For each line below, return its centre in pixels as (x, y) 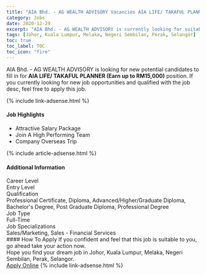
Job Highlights (25, 115)
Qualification (22, 194)
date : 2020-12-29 (29, 23)
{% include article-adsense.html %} (51, 153)
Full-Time (18, 220)
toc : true (19, 40)
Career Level (22, 181)
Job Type (18, 213)
